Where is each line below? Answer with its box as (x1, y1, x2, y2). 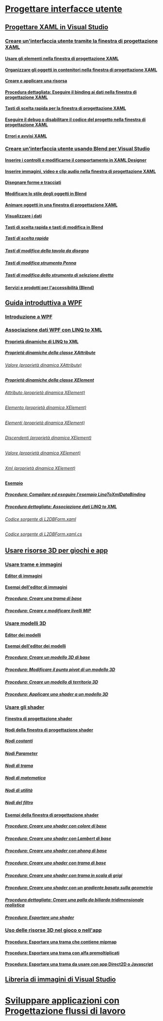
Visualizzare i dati (5, 213, 42, 219)
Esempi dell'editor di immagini (5, 584, 67, 590)
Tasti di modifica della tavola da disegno (5, 247, 89, 253)
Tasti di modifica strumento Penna (5, 260, 77, 266)
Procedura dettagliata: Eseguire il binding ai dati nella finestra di (5, 89, 137, 95)
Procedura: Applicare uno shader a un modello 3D (5, 692, 108, 697)
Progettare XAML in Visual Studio (5, 23, 108, 31)
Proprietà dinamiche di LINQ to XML (5, 338, 79, 345)
